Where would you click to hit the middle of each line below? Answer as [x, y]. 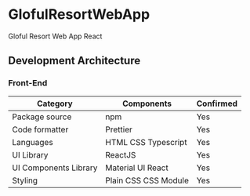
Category [54, 103]
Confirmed [217, 103]
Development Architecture [74, 61]
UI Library [30, 154]
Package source [42, 117]
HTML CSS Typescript [146, 142]
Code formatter [40, 129]
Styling [25, 180]
